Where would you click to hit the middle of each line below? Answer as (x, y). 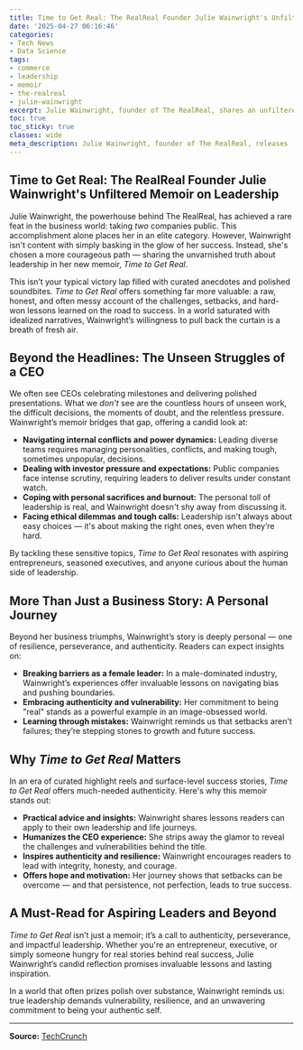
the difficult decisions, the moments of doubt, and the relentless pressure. (147, 413)
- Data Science (38, 51)
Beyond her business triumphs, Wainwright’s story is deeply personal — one (151, 637)
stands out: (30, 800)
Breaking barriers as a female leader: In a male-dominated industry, (150, 674)
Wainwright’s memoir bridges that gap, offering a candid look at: (129, 423)
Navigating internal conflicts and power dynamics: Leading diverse (150, 440)
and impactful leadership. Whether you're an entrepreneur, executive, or (143, 944)
